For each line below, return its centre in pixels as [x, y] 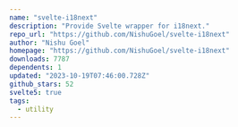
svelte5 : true [36, 92]
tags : [19, 101]
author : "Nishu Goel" [50, 42]
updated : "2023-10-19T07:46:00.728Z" [80, 76]
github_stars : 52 [42, 84]
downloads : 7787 [39, 59]
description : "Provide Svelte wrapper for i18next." [110, 26]
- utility [35, 109]
